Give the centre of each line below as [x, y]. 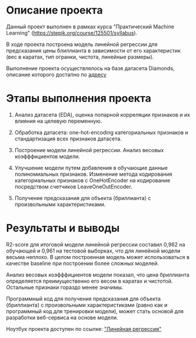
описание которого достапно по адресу [57, 74]
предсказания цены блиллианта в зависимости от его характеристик [94, 50]
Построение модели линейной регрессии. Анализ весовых [89, 150]
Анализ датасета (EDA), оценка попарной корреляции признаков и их [102, 114]
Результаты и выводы [63, 228]
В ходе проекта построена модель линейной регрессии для [82, 44]
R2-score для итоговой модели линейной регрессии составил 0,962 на [96, 244]
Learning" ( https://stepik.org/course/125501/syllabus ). [72, 32]
